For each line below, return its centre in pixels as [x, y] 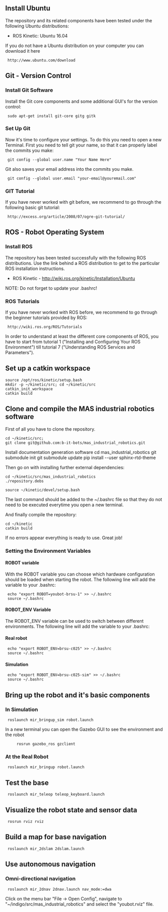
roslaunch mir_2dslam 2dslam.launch [46, 849]
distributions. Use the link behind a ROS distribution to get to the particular [82, 263]
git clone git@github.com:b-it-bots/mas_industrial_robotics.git [75, 443]
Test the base [27, 783]
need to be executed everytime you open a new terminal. [65, 505]
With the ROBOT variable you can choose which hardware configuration [80, 574]
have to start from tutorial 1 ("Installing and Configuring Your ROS [73, 342]
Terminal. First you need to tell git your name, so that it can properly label [81, 145]
